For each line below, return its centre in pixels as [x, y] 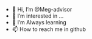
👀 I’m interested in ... [38, 16]
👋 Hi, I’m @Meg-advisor [42, 9]
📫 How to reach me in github [49, 29]
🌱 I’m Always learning [39, 22]
